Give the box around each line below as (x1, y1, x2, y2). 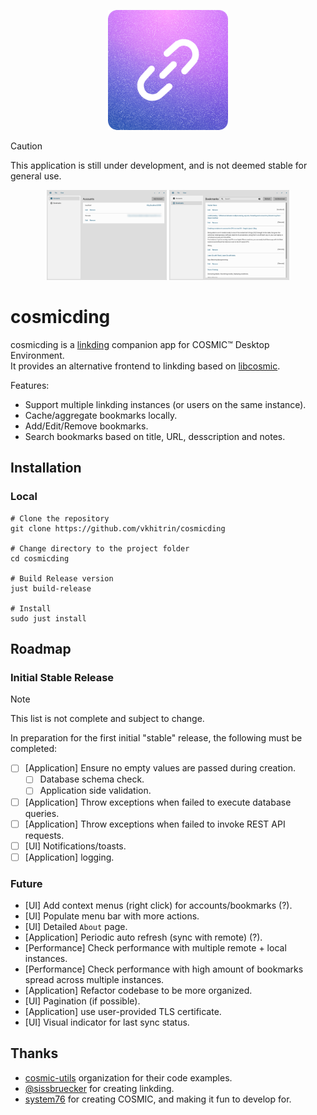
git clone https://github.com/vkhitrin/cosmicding (10, 523, 226, 534)
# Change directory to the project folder (10, 543, 190, 554)
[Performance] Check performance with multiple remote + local (24, 942, 287, 954)
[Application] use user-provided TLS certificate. (24, 1006, 222, 1018)
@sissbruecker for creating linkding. (24, 1082, 175, 1094)
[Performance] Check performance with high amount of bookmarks (24, 963, 304, 975)
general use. (10, 170, 62, 182)
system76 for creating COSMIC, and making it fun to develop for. (24, 1093, 292, 1105)
